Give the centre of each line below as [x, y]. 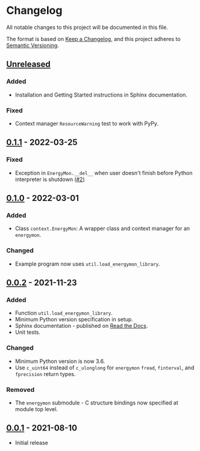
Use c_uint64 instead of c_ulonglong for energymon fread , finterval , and [105, 367]
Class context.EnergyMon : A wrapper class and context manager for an [102, 229]
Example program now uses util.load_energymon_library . [88, 264]
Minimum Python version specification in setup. [74, 319]
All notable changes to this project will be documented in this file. [87, 27]
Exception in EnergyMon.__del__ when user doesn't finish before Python [104, 173]
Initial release [31, 443]
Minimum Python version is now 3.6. [60, 361]
